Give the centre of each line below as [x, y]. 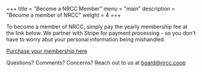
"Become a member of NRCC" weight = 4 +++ [64, 15]
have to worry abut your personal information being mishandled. [86, 39]
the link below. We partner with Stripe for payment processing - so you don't [101, 33]
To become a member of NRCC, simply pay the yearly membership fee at [97, 27]
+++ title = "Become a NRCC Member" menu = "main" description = [91, 9]
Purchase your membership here [47, 51]
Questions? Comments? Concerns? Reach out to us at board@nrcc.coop [96, 63]
